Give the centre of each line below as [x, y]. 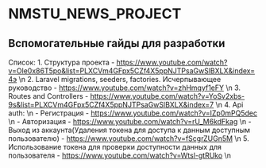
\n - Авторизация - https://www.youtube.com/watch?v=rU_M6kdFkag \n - [130, 121]
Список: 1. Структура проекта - [62, 62]
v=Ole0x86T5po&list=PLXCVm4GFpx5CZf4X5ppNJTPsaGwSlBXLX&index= [132, 71]
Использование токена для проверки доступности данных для [115, 147]
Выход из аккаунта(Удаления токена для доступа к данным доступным [129, 130]
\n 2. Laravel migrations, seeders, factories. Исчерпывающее [120, 79]
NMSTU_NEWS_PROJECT [95, 14]
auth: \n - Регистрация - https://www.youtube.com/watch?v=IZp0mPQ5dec [133, 113]
